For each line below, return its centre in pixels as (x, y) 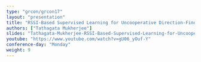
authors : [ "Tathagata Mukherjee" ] (49, 28)
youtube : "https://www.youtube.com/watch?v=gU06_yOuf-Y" (79, 39)
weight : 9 (19, 50)
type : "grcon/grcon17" (34, 12)
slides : (16, 34)
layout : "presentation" (36, 17)
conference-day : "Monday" (38, 45)
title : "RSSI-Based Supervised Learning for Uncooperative (81, 22)
